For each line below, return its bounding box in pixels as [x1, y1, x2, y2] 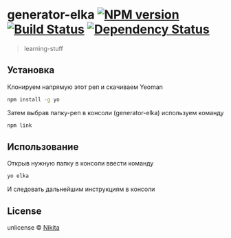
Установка [7, 64, 55, 76]
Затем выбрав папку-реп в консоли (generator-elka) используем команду [7, 108, 224, 117]
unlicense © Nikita [7, 224, 60, 231]
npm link [7, 121, 32, 129]
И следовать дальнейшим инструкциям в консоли [7, 185, 155, 193]
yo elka [7, 172, 30, 179]
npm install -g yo [7, 96, 60, 103]
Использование [7, 141, 79, 152]
